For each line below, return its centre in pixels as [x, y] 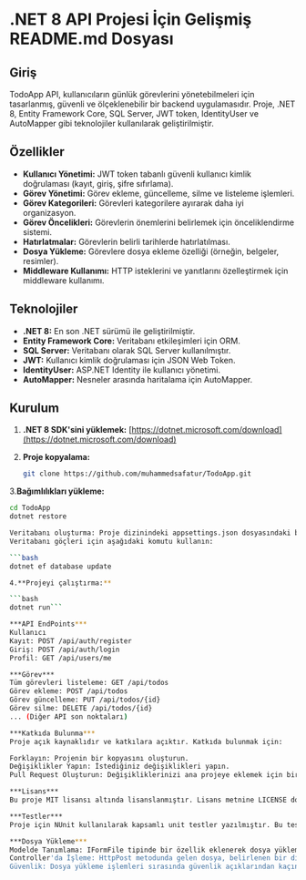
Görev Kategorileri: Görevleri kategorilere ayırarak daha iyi [133, 203]
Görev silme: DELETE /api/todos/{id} [81, 709]
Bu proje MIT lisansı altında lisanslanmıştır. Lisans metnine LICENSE [148, 800]
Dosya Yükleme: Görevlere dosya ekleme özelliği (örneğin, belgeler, [151, 251]
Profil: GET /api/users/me [61, 658]
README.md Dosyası [92, 39]
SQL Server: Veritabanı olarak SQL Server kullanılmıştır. [127, 350]
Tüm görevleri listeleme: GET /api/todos [89, 683]
